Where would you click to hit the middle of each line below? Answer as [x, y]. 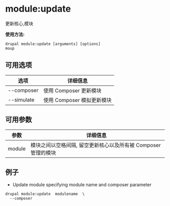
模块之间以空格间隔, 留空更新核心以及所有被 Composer [96, 145]
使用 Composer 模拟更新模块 [77, 100]
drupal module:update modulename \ [45, 194]
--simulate [21, 99]
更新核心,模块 [19, 23]
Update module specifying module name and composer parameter [82, 185]
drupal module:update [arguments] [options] [53, 44]
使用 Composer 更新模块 [72, 90]
